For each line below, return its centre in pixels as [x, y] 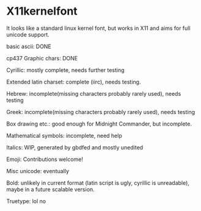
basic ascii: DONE [29, 46]
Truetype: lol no [26, 201]
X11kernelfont [42, 11]
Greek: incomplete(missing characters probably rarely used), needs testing [101, 112]
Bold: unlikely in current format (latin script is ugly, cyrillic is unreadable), [98, 183]
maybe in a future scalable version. [50, 189]
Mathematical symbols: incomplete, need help [64, 135]
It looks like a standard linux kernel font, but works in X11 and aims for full [98, 28]
